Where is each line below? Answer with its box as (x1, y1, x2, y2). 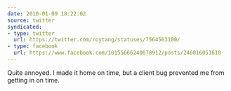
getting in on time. (7, 76, 60, 84)
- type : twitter (7, 29, 55, 37)
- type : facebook (7, 43, 58, 50)
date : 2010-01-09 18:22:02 (7, 10, 86, 17)
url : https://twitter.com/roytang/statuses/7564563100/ (13, 36, 180, 43)
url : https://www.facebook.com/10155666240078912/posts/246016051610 (13, 50, 221, 57)
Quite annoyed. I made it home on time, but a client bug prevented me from (7, 68, 225, 77)
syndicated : (7, 23, 42, 30)
